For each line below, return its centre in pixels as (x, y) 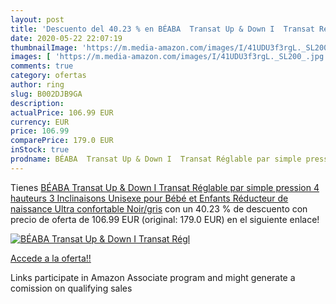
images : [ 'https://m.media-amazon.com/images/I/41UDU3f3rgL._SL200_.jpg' (169, 57)
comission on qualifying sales (71, 288)
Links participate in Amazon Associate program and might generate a (153, 277)
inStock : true (40, 150)
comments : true (42, 66)
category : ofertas (48, 76)
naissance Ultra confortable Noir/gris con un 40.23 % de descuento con (159, 208)
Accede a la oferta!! (51, 258)
